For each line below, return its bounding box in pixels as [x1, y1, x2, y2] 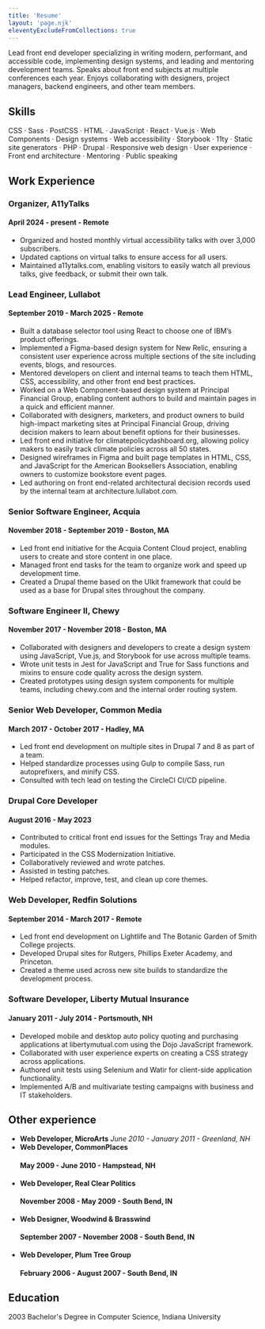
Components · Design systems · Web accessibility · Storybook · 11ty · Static [8, 134, 253, 144]
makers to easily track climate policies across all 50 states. [19, 444, 212, 453]
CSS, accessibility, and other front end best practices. [19, 376, 196, 386]
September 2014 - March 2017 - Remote [8, 914, 142, 924]
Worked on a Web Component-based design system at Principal [19, 385, 229, 394]
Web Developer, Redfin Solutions [8, 894, 138, 905]
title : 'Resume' [8, 11, 62, 20]
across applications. [19, 1056, 85, 1066]
